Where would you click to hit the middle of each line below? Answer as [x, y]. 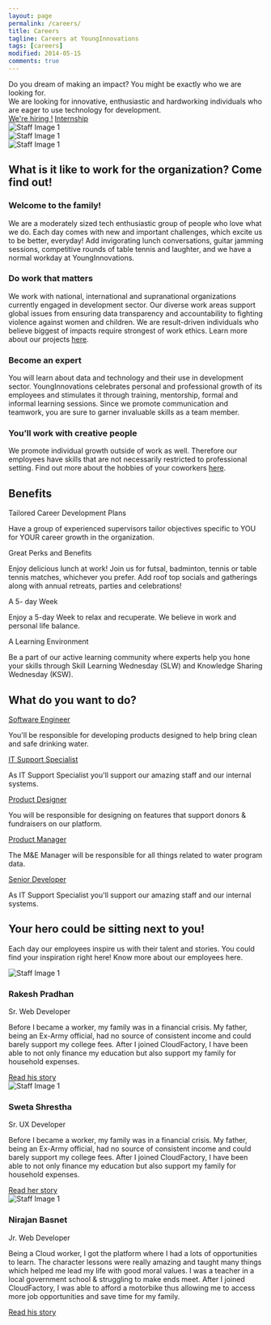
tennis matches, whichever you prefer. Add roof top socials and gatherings [133, 577]
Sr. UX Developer [37, 1125]
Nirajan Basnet [38, 1220]
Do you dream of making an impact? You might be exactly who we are [125, 84]
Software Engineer [39, 720]
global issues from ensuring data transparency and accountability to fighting [135, 313]
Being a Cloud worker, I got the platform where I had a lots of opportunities [133, 1253]
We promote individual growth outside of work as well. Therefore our [123, 451]
